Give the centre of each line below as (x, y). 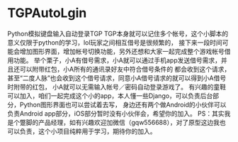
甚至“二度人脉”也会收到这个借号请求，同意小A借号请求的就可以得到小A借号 (117, 78)
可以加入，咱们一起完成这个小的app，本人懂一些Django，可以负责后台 (110, 95)
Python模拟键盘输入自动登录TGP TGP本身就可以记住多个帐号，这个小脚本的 (118, 33)
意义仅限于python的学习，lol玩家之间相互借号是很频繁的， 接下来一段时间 (115, 42)
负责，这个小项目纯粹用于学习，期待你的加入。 (88, 131)
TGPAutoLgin (47, 13)
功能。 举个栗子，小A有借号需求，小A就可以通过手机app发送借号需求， (117, 60)
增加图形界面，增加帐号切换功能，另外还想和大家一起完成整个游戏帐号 (122, 51)
